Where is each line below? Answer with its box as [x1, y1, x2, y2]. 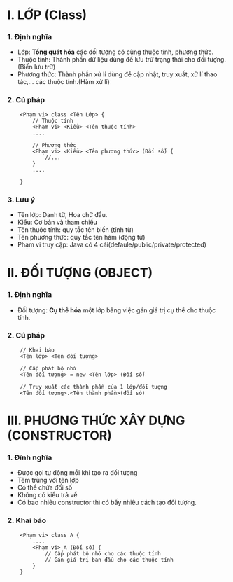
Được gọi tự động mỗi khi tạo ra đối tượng [17, 469, 138, 477]
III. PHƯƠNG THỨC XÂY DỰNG [7, 413, 185, 429]
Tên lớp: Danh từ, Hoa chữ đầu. [17, 211, 108, 219]
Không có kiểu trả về [17, 491, 78, 499]
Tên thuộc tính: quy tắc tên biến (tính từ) [17, 226, 134, 234]
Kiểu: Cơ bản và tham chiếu [17, 218, 98, 227]
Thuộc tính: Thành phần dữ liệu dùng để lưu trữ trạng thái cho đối [17, 55, 206, 64]
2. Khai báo [7, 515, 47, 525]
